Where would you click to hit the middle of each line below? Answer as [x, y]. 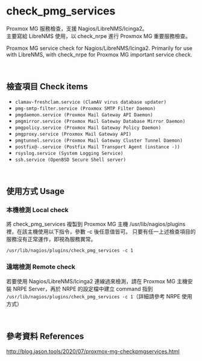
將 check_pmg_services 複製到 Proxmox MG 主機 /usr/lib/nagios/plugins [96, 224]
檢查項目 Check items [47, 86]
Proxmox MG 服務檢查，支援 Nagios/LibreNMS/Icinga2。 [77, 28]
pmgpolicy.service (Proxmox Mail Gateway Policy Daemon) [88, 128]
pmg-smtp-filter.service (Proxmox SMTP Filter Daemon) [85, 108]
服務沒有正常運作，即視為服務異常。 [51, 239]
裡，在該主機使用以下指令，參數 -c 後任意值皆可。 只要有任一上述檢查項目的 [101, 232]
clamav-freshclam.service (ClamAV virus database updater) [91, 102]
